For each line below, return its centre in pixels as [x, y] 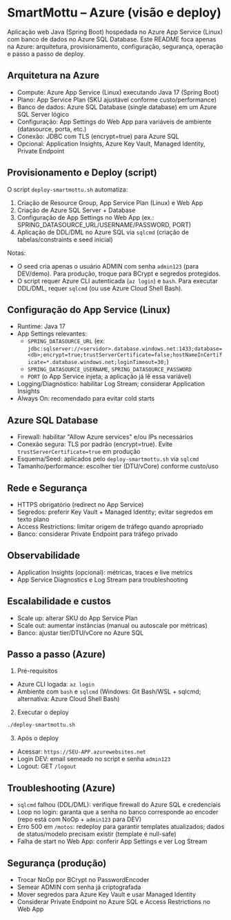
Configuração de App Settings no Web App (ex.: [86, 217]
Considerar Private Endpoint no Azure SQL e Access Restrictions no [113, 901]
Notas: [17, 253]
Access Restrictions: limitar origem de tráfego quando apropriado [110, 527]
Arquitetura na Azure [53, 76]
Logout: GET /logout [47, 766]
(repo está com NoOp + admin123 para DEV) [79, 819]
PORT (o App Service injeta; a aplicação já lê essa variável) [109, 376]
